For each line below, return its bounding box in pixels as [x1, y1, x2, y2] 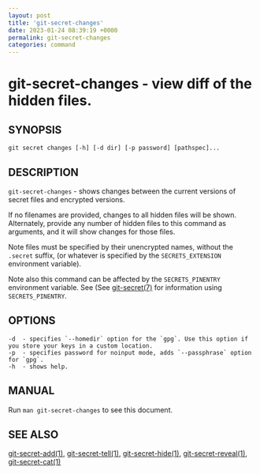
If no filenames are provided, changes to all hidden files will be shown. [8, 210, 237, 220]
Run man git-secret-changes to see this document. [8, 404, 173, 415]
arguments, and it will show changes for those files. [8, 227, 176, 236]
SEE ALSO [8, 427, 59, 441]
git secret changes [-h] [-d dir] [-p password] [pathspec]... [8, 144, 221, 152]
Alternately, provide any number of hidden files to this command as [8, 218, 227, 228]
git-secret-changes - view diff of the [8, 75, 252, 93]
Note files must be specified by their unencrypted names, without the [8, 242, 234, 251]
